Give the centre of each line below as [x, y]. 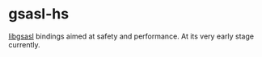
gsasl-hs [39, 14]
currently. [24, 44]
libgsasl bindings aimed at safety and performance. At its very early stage [131, 36]
